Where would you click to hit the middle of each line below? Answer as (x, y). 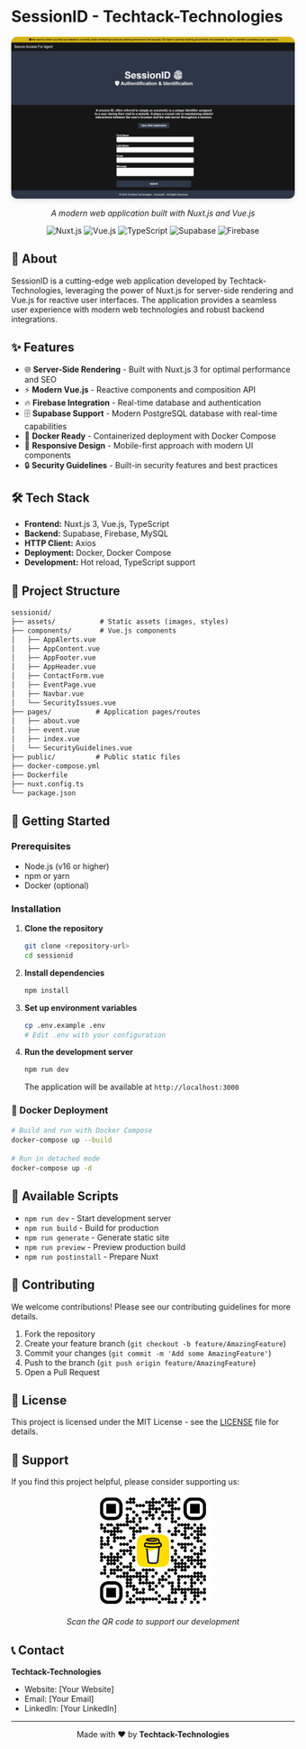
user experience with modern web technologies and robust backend (138, 310)
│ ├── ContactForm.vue (58, 676)
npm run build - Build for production (91, 1227)
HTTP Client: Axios (60, 543)
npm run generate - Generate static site (97, 1237)
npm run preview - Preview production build (105, 1246)
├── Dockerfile (40, 775)
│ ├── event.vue (45, 730)
